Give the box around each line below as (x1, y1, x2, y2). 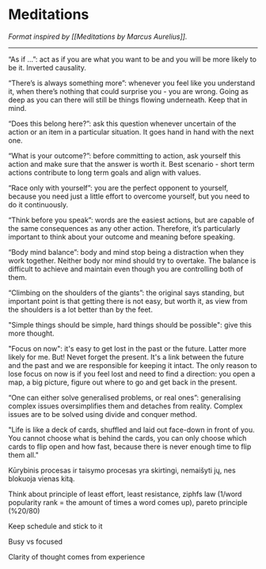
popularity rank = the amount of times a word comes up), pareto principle (8, 497, 248, 507)
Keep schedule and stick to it (8, 521, 103, 531)
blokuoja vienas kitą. (8, 473, 75, 484)
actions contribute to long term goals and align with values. (8, 168, 202, 177)
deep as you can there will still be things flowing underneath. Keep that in (8, 95, 248, 104)
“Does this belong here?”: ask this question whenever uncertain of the (8, 119, 237, 128)
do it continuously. (8, 199, 69, 209)
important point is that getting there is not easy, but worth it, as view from (8, 296, 248, 305)
